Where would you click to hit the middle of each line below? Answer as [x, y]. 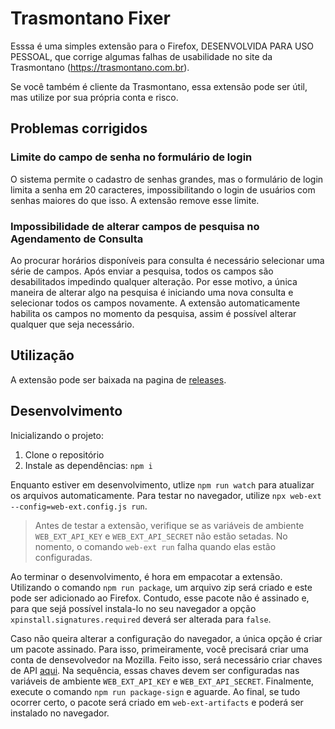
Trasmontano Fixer [90, 18]
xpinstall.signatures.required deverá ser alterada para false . [141, 619]
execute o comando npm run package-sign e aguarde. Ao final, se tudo [155, 691]
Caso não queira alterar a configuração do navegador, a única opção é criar [166, 638]
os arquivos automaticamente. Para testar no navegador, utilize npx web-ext [166, 495]
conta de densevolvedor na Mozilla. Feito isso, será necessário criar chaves [166, 659]
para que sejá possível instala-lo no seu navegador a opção [133, 608]
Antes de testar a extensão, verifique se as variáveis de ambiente [169, 525]
